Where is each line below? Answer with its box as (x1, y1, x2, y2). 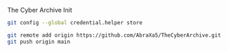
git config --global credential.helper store (7, 19, 142, 26)
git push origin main (7, 38, 71, 45)
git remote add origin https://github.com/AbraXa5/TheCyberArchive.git (7, 31, 221, 39)
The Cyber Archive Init (7, 6, 72, 14)
